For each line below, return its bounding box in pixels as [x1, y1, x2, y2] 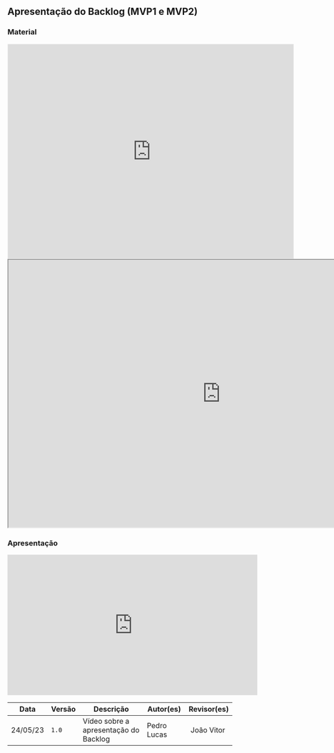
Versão [51, 704, 76, 714]
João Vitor [190, 724, 226, 734]
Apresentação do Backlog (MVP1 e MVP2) [7, 6, 198, 18]
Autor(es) [147, 704, 181, 714]
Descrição [93, 704, 130, 714]
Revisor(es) [188, 704, 229, 714]
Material [7, 27, 37, 37]
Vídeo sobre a [82, 716, 130, 726]
